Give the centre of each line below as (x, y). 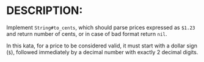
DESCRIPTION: (45, 11)
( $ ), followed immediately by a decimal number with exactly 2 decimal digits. (102, 52)
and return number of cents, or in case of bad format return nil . (87, 33)
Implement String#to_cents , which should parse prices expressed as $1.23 (101, 27)
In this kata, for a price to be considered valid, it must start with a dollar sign (102, 46)
